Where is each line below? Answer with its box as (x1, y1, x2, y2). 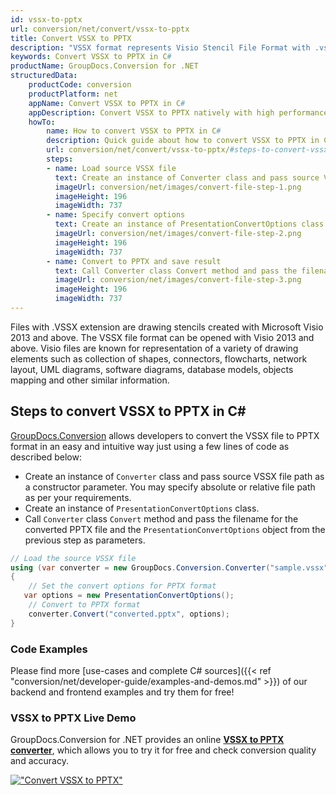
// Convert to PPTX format (28, 600, 141, 610)
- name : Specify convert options (46, 210, 186, 220)
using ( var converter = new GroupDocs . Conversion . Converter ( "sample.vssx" (10, 562, 329, 573)
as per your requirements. (24, 491, 132, 503)
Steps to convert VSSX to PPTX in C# (10, 403, 247, 420)
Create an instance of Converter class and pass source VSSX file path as (24, 470, 325, 482)
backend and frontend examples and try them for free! (10, 686, 235, 698)
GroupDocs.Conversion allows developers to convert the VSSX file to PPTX (10, 429, 320, 441)
